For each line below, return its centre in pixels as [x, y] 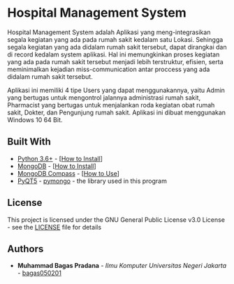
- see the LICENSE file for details [54, 227]
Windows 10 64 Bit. [35, 119]
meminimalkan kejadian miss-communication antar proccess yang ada [109, 69]
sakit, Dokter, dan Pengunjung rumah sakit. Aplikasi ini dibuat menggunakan [116, 112]
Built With [29, 142]
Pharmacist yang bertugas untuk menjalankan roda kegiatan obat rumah [111, 105]
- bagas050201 [39, 273]
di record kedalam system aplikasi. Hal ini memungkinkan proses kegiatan [114, 54]
